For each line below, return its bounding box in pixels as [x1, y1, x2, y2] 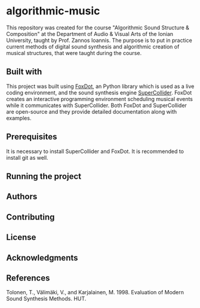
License [6, 232, 36, 243]
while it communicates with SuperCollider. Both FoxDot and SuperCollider [6, 102, 187, 109]
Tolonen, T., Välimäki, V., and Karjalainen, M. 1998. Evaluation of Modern [6, 289, 184, 296]
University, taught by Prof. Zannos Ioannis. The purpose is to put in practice [6, 36, 192, 44]
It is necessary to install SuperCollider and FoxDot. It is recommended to [6, 148, 184, 155]
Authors [6, 191, 38, 202]
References [6, 273, 50, 283]
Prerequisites [6, 132, 57, 142]
